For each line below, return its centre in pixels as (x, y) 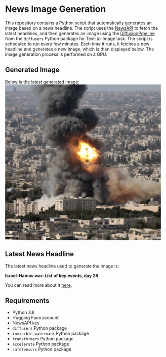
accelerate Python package (41, 344)
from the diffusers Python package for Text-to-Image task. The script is (79, 39)
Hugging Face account (36, 318)
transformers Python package (43, 339)
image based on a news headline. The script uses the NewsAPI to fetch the (82, 28)
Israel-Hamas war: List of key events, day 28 (52, 275)
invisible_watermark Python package (51, 334)
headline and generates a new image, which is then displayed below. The (80, 49)
